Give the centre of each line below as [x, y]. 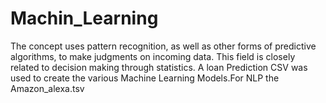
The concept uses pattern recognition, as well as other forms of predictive [163, 46]
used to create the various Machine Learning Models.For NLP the [145, 78]
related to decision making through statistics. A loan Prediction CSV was [159, 67]
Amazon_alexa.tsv [47, 88]
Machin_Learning [84, 18]
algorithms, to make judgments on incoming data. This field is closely [153, 56]
